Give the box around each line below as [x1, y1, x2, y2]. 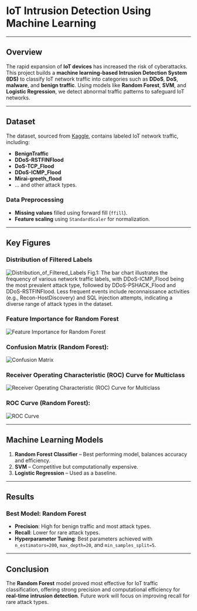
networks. [6, 94, 30, 101]
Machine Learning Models [6, 435, 104, 445]
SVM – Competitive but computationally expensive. [14, 463, 139, 470]
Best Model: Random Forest [6, 509, 87, 517]
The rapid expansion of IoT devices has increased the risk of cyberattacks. [6, 63, 188, 70]
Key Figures [6, 238, 51, 248]
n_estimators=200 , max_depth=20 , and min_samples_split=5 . [14, 542, 157, 549]
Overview [6, 47, 43, 57]
